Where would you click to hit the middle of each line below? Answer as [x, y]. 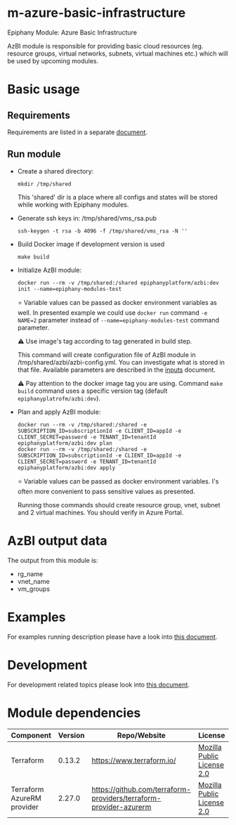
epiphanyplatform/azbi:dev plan [65, 443]
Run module [34, 154]
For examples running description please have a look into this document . [112, 637]
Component [31, 735]
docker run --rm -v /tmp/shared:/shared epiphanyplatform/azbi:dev [118, 282]
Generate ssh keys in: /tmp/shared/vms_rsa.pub [87, 218]
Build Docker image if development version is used [91, 244]
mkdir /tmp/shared [44, 184]
